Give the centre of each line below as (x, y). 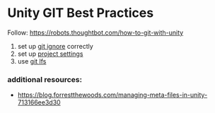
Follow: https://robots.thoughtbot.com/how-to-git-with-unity (95, 32)
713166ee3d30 (39, 102)
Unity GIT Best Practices (81, 13)
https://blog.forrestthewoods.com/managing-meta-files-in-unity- (112, 95)
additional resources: (45, 79)
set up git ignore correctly (55, 46)
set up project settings (50, 54)
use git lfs (32, 61)
